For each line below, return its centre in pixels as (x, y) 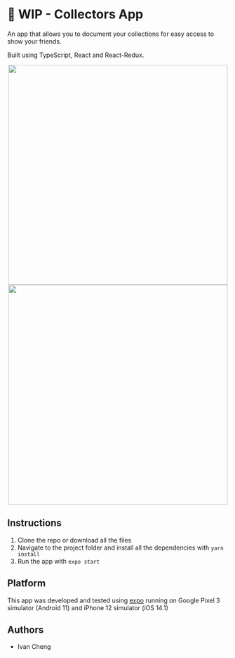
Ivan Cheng (34, 647)
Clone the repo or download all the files (74, 540)
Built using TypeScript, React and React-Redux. (76, 55)
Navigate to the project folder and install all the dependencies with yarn (120, 548)
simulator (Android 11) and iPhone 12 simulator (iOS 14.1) (88, 607)
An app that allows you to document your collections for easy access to (111, 34)
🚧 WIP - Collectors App (75, 14)
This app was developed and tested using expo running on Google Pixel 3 (114, 600)
